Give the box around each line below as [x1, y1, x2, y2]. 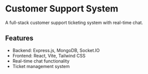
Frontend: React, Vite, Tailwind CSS [12, 52, 86, 58]
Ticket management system [12, 63, 70, 69]
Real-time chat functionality [12, 58, 70, 64]
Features [5, 34, 33, 42]
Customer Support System [5, 3, 118, 14]
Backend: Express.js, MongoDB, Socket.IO [12, 47, 100, 53]
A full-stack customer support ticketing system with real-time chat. [5, 19, 143, 25]
